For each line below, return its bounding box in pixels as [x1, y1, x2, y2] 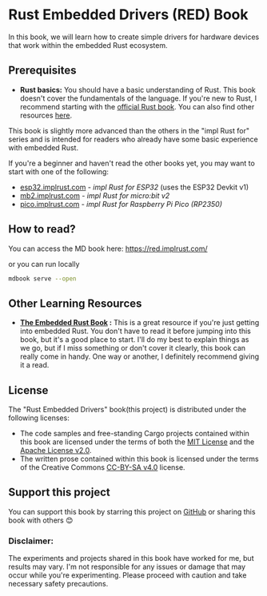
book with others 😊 [8, 515, 74, 525]
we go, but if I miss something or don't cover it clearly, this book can [19, 344, 246, 353]
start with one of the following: [8, 166, 110, 177]
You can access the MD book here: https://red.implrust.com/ [8, 244, 208, 253]
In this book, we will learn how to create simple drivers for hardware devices [8, 32, 260, 42]
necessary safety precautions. [8, 579, 109, 589]
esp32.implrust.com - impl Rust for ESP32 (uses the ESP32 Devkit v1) [19, 182, 249, 192]
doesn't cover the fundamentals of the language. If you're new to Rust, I [19, 93, 257, 103]
